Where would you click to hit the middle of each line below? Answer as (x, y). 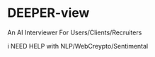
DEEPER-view (48, 13)
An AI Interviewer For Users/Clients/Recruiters (75, 32)
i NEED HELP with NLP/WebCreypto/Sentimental (78, 46)
